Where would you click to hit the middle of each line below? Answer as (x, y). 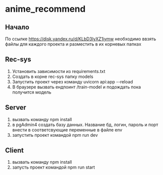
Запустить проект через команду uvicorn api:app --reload (73, 81)
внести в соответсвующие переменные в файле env (67, 130)
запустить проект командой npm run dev (55, 135)
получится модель (32, 92)
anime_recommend (45, 9)
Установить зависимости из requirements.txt (59, 71)
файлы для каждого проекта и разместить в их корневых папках (73, 44)
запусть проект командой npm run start (54, 167)
